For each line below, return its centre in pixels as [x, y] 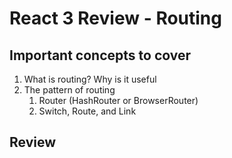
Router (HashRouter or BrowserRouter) [118, 100]
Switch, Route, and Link [87, 111]
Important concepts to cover [100, 55]
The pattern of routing [69, 90]
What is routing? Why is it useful [90, 79]
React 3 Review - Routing [115, 18]
